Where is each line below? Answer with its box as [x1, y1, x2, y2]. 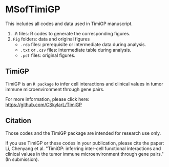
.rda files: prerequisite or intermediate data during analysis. [20, 41, 146, 47]
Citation [5, 116, 32, 125]
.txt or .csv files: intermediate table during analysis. [20, 47, 132, 53]
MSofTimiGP [5, 4, 60, 15]
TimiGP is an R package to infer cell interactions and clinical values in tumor [5, 80, 164, 87]
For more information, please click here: [5, 96, 90, 102]
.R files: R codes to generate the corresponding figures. [12, 30, 131, 36]
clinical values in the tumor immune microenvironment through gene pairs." [5, 151, 164, 157]
